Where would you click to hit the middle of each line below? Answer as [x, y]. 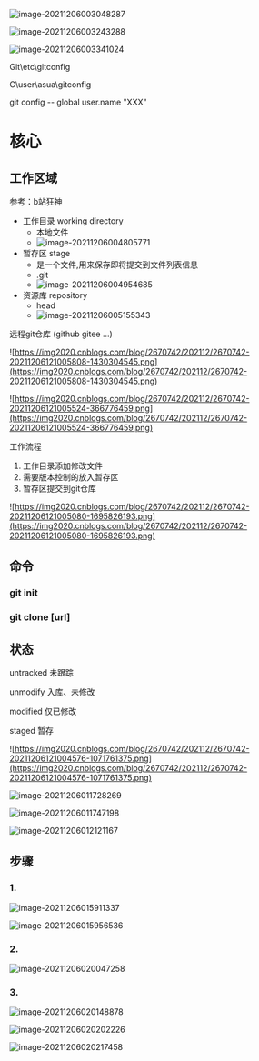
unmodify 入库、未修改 [52, 692]
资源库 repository [55, 295]
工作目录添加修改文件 [62, 465]
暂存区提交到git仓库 [60, 488]
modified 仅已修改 [43, 711]
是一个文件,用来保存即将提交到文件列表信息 [117, 265]
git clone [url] [40, 617]
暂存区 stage [46, 253]
